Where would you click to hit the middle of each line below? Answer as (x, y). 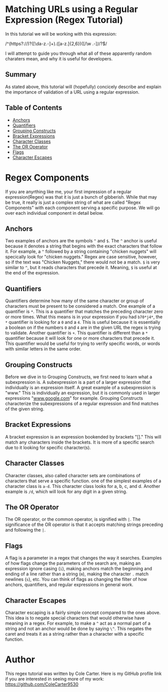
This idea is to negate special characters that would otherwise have (75, 618)
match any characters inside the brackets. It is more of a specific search (80, 442)
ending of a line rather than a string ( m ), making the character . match (77, 574)
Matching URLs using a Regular (72, 9)
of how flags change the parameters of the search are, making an (73, 563)
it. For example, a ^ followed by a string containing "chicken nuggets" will (81, 251)
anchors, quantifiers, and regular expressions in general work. (69, 585)
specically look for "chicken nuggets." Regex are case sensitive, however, (81, 257)
